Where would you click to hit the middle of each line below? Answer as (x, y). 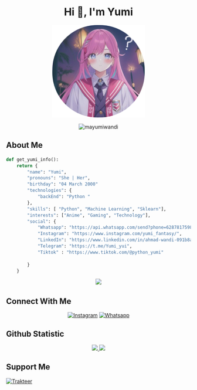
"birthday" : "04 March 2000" (63, 184)
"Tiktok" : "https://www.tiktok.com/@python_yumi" (101, 252)
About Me (24, 145)
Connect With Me (39, 301)
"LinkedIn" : (52, 240)
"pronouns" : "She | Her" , (59, 178)
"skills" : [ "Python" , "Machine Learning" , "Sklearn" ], (97, 209)
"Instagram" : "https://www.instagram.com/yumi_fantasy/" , (110, 234)
